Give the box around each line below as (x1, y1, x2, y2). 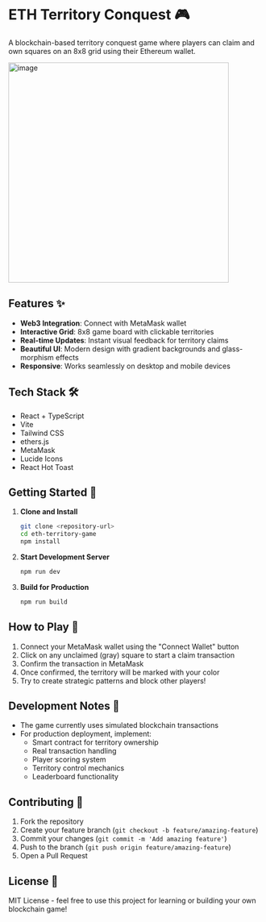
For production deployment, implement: (19, 729, 152, 739)
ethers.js (19, 436, 50, 446)
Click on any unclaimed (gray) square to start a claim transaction (19, 650, 235, 660)
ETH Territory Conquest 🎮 (8, 6, 190, 24)
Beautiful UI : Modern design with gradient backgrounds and (19, 343, 221, 354)
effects (55, 352, 79, 362)
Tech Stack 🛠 (8, 385, 79, 399)
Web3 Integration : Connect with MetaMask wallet (19, 318, 187, 328)
